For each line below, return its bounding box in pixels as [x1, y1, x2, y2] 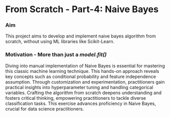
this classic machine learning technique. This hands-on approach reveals [5, 68, 159, 74]
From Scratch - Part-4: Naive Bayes [5, 4, 159, 15]
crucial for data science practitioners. [5, 105, 84, 112]
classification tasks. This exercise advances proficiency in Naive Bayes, [5, 100, 156, 106]
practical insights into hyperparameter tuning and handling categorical [5, 84, 153, 90]
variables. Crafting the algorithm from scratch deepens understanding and [5, 90, 162, 96]
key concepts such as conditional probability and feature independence [5, 73, 156, 80]
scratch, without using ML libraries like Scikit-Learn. [5, 38, 115, 45]
